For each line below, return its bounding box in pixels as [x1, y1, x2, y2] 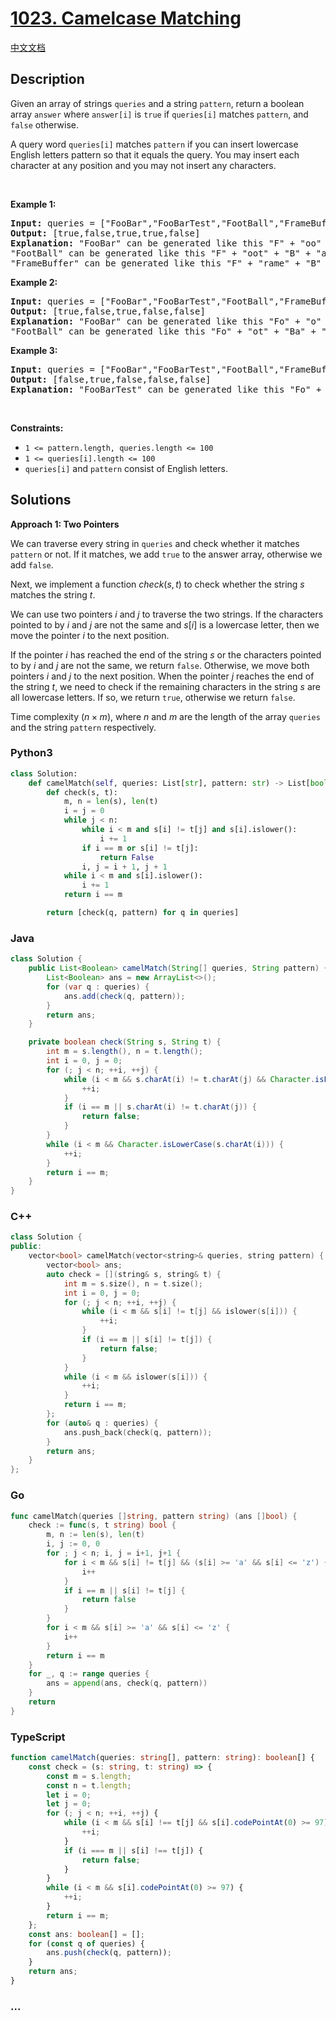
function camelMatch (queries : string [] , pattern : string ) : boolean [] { [10, 1753, 315, 1763]
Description [10, 71, 85, 88]
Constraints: [10, 422, 64, 434]
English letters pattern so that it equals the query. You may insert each [10, 148, 300, 161]
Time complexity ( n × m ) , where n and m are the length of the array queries [10, 710, 321, 722]
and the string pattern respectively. [10, 721, 157, 733]
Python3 [10, 746, 53, 760]
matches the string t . [10, 588, 96, 601]
